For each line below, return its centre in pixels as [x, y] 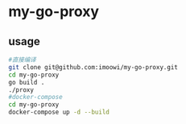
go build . [27, 82]
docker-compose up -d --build [59, 112]
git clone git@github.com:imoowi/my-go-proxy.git [93, 67]
